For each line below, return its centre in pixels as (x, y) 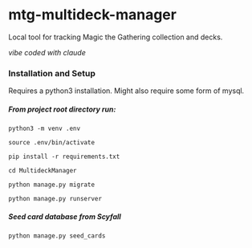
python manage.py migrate (51, 185)
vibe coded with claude (47, 52)
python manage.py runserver (55, 199)
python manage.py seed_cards (57, 236)
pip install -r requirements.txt (64, 157)
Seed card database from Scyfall (65, 216)
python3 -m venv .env (45, 129)
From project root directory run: (62, 109)
